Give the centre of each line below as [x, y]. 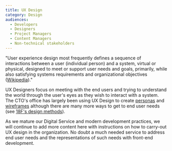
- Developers [24, 24]
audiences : [17, 19]
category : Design [24, 15]
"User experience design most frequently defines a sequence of [73, 58]
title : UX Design [24, 10]
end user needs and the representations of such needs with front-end [79, 137]
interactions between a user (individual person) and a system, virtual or [81, 63]
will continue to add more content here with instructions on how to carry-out [86, 126]
